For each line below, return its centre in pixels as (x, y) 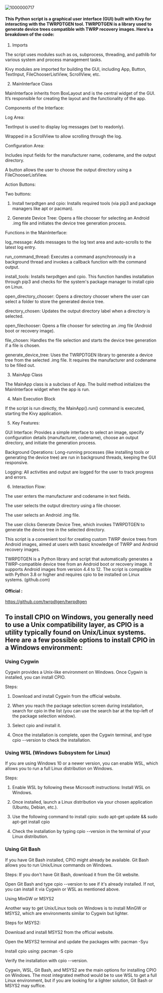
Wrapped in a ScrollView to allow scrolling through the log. (64, 136)
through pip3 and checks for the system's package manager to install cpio (80, 282)
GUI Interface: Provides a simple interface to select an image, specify (74, 432)
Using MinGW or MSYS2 (30, 898)
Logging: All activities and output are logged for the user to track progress (79, 472)
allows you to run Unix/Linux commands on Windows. (59, 865)
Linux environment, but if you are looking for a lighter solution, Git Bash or (79, 980)
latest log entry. (21, 247)
